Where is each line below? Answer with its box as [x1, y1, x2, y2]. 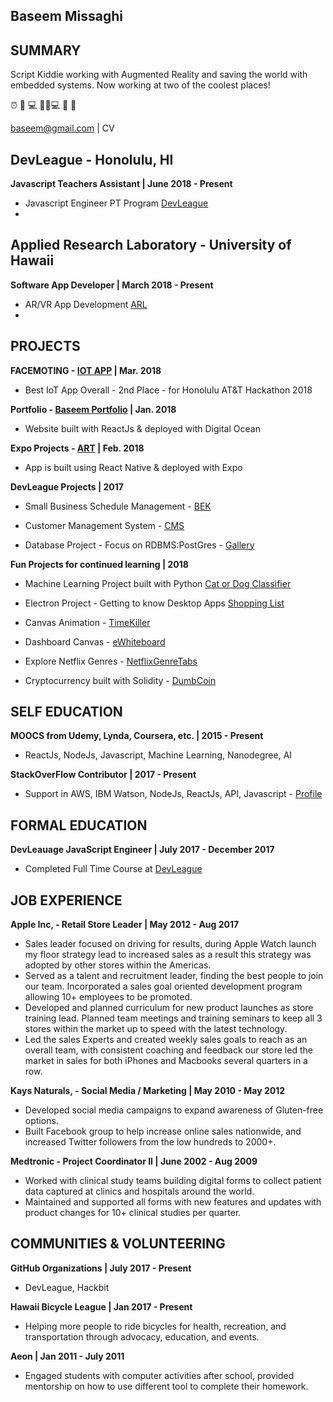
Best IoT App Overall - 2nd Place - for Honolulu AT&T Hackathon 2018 [24, 384, 313, 396]
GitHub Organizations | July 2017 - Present [10, 1262, 192, 1274]
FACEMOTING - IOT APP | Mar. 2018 [10, 364, 162, 376]
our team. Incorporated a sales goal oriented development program [24, 980, 303, 993]
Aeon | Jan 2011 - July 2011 [10, 1350, 125, 1362]
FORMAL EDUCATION [10, 817, 148, 834]
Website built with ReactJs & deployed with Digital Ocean [24, 422, 261, 434]
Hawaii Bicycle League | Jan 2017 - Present [10, 1300, 193, 1313]
